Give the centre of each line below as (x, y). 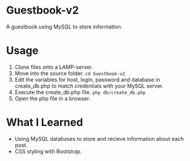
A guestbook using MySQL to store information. (64, 27)
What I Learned (45, 123)
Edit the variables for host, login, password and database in (87, 79)
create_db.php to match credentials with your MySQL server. (89, 86)
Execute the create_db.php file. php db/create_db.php (80, 92)
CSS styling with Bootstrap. (48, 151)
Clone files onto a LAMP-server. (54, 67)
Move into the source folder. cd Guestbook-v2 (70, 73)
